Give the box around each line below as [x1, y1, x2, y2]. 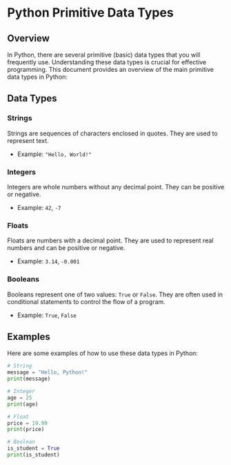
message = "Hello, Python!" [7, 369, 88, 376]
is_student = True [7, 445, 60, 452]
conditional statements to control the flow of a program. [7, 297, 165, 305]
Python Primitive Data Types [7, 5, 174, 21]
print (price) [7, 426, 45, 433]
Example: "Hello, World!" [17, 150, 92, 158]
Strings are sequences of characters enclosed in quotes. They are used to [7, 129, 219, 137]
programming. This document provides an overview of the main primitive [7, 66, 214, 73]
